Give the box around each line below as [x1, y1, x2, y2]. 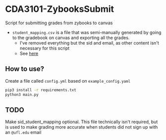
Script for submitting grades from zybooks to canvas [5, 20, 113, 26]
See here [19, 50, 39, 56]
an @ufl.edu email [5, 130, 42, 136]
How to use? [5, 65, 45, 73]
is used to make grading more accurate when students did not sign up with [5, 124, 158, 130]
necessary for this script [19, 45, 70, 51]
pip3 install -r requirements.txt [5, 88, 77, 93]
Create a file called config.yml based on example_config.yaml [5, 78, 131, 84]
